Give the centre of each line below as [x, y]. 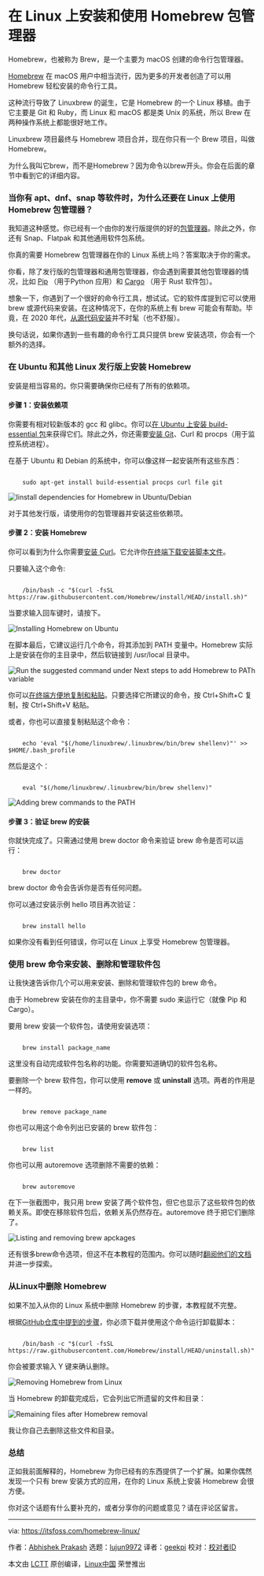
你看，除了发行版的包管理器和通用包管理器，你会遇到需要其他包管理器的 [125, 272]
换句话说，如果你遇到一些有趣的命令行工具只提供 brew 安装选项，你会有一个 [132, 335]
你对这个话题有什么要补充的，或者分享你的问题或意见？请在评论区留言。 [125, 1508]
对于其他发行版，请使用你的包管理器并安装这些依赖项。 [97, 513]
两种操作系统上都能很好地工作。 [60, 122]
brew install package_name [66, 1048]
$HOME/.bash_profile [42, 750]
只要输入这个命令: [37, 568]
